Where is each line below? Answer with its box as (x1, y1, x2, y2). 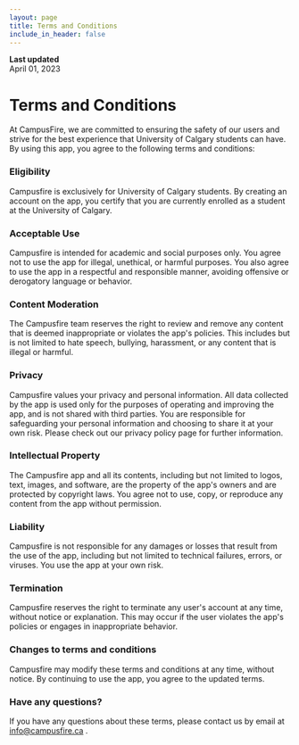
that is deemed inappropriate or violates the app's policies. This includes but (9, 327, 290, 339)
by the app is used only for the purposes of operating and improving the (9, 399, 275, 410)
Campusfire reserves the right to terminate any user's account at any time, (9, 602, 284, 613)
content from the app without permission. (9, 498, 162, 509)
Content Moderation (9, 298, 99, 310)
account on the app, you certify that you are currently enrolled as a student (9, 195, 286, 206)
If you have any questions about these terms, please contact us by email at (9, 716, 286, 726)
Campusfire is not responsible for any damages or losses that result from (9, 541, 278, 551)
